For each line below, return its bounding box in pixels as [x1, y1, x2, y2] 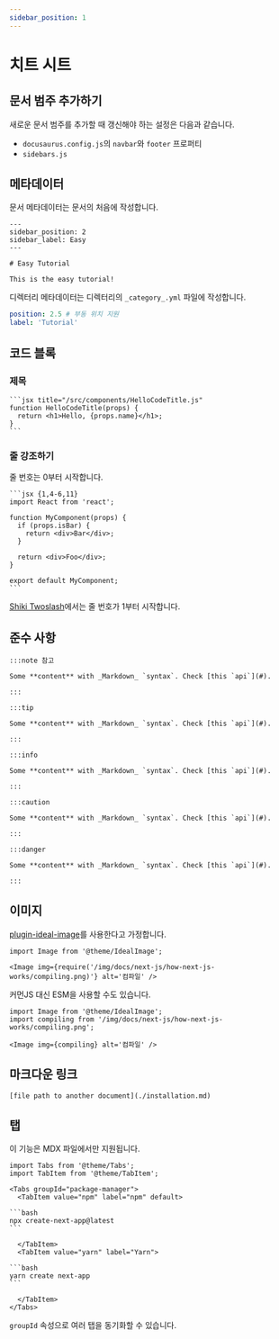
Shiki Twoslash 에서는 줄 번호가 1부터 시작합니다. [9, 601, 181, 612]
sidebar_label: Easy [9, 236, 87, 245]
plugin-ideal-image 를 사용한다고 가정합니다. [9, 929, 166, 939]
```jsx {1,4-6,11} [9, 490, 78, 499]
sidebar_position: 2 [9, 228, 87, 237]
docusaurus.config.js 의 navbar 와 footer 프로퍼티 [22, 138, 202, 148]
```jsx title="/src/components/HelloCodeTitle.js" [9, 395, 203, 405]
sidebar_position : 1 [9, 13, 87, 22]
